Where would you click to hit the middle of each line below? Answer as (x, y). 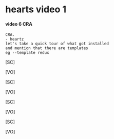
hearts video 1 (36, 9)
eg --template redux (27, 53)
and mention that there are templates (47, 48)
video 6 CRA (19, 24)
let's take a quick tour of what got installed (57, 44)
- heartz (15, 39)
